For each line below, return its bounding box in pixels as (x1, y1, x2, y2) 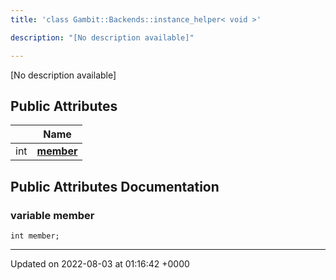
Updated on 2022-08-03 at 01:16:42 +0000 (10, 258, 190, 270)
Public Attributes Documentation (10, 178, 220, 195)
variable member (10, 208, 95, 222)
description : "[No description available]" (10, 32, 195, 43)
